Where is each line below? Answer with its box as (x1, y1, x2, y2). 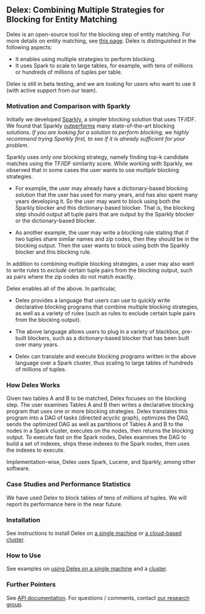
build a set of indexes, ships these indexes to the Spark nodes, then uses (6, 440, 190, 448)
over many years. (15, 341, 59, 348)
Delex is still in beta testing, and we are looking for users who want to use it (6, 80, 196, 87)
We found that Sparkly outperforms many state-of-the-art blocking (6, 122, 175, 130)
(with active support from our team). (6, 87, 98, 94)
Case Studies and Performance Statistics (6, 480, 131, 488)
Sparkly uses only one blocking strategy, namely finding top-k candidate (6, 154, 189, 161)
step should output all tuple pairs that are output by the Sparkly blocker (15, 210, 195, 218)
